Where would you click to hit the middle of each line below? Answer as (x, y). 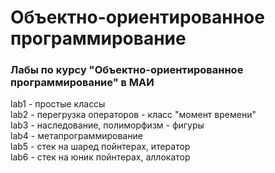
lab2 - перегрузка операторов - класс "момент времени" (133, 115)
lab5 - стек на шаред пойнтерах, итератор (100, 147)
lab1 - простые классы (58, 104)
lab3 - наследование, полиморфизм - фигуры (107, 125)
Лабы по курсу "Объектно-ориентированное (127, 70)
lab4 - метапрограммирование (76, 136)
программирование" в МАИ (82, 83)
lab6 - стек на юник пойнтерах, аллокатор (100, 157)
